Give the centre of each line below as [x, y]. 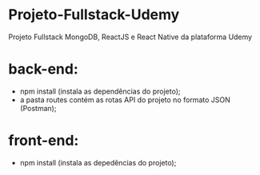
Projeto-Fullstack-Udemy [94, 15]
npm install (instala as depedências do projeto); [98, 162]
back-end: [43, 69]
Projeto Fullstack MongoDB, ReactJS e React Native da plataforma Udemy [130, 37]
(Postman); [38, 108]
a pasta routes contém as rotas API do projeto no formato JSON [125, 99]
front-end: [44, 141]
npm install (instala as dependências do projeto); [100, 91]
